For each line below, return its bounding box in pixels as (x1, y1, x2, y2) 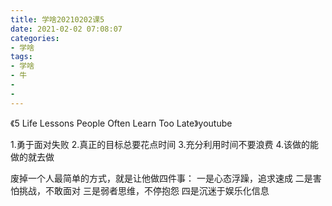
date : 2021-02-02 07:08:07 (10, 24, 123, 34)
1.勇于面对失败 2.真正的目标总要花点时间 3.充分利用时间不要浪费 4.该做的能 (10, 138, 320, 150)
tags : (10, 52, 33, 62)
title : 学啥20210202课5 (10, 14, 105, 25)
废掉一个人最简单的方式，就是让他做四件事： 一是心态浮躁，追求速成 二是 (10, 172, 313, 184)
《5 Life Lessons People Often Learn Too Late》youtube (10, 117, 233, 129)
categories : (10, 33, 60, 43)
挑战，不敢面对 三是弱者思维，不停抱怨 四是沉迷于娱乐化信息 (18, 184, 270, 196)
